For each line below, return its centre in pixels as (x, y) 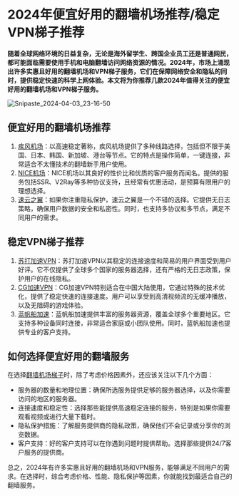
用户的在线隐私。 (49, 278)
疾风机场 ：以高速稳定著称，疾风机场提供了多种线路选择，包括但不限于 (121, 146)
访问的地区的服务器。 (49, 399)
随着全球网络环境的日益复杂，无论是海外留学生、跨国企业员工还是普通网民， (120, 53)
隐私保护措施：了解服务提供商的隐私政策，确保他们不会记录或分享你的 (121, 425)
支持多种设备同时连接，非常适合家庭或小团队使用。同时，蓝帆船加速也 (121, 323)
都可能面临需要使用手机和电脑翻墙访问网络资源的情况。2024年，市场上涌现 (119, 62)
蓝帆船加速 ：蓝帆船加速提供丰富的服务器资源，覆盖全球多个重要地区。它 (124, 314)
